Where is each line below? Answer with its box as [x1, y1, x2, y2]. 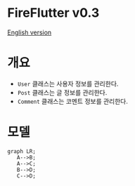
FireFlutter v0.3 [7, 5, 100, 21]
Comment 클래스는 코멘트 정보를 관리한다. [17, 97, 129, 105]
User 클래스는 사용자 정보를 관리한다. [17, 79, 119, 88]
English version [7, 28, 52, 36]
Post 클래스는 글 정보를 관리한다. [17, 88, 108, 96]
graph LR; [7, 147, 37, 155]
